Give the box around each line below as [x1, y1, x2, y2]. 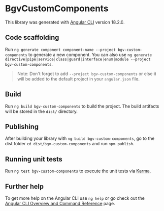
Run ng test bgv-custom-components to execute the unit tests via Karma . [5, 168, 151, 174]
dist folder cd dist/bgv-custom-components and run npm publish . [5, 141, 134, 147]
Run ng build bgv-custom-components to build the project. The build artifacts [5, 103, 159, 109]
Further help [5, 182, 44, 190]
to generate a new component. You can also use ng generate [28, 52, 152, 57]
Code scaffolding [5, 33, 59, 42]
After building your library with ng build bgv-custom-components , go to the [5, 135, 155, 141]
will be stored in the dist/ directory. [5, 108, 78, 114]
